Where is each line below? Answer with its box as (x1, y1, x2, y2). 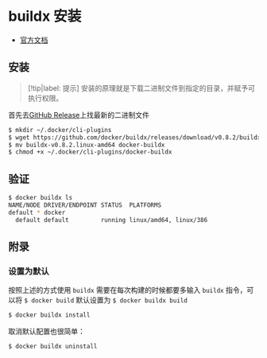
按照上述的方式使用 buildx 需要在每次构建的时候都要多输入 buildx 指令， (8, 286, 247, 295)
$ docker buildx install (8, 311, 91, 319)
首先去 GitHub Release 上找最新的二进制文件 (8, 110, 149, 119)
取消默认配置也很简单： (8, 327, 85, 337)
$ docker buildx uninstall (8, 343, 98, 351)
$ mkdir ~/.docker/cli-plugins (8, 126, 112, 134)
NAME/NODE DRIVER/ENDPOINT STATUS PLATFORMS (8, 200, 161, 209)
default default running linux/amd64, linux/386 (15, 216, 208, 224)
